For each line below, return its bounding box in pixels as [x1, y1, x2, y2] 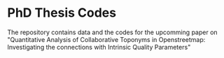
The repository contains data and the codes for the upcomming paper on [7, 28, 218, 36]
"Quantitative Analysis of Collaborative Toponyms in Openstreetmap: [7, 35, 206, 43]
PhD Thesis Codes [7, 5, 117, 21]
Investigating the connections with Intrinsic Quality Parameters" [7, 43, 191, 51]
